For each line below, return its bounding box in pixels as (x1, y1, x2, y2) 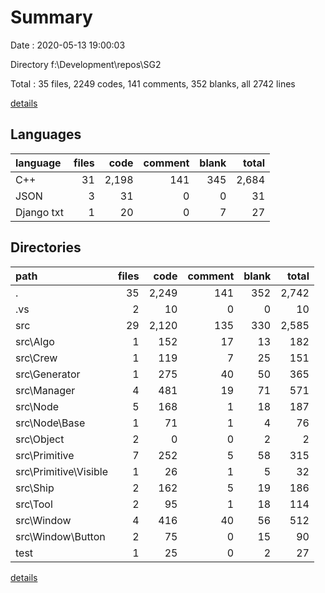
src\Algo (15, 334, 55, 348)
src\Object (15, 432, 65, 446)
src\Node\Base (15, 416, 86, 430)
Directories (10, 239, 82, 256)
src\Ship (15, 481, 55, 495)
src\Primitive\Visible (15, 464, 108, 478)
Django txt (15, 205, 65, 219)
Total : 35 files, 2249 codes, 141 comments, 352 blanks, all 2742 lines (10, 77, 296, 90)
